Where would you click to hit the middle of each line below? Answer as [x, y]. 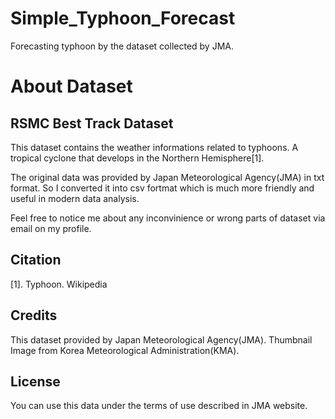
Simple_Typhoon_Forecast [123, 18]
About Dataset [71, 86]
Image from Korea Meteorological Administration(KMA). [125, 350]
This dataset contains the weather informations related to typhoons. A [154, 147]
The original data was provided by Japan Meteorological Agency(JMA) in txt [167, 177]
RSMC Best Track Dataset [92, 123]
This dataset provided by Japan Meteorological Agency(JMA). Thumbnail [161, 339]
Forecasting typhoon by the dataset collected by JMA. [122, 46]
